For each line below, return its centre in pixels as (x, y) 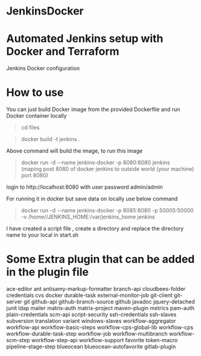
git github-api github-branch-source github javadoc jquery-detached (109, 302)
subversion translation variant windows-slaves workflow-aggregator (91, 321)
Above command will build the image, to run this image (75, 151)
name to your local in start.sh (43, 235)
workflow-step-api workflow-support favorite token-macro (104, 340)
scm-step (18, 340)
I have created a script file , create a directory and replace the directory (95, 229)
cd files (30, 127)
